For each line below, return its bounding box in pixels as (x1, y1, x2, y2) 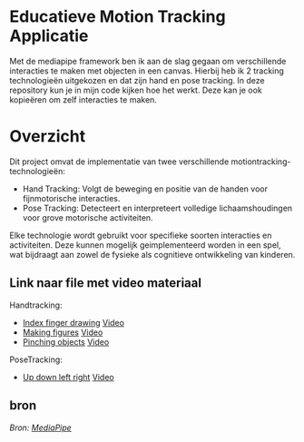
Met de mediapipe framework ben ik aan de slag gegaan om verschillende (9, 55, 287, 66)
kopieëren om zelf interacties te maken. (9, 93, 157, 105)
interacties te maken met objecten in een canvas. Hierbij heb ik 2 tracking (9, 65, 284, 76)
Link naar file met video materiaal (9, 275, 202, 291)
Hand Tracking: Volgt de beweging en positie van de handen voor (22, 183, 268, 194)
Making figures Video (22, 327, 103, 338)
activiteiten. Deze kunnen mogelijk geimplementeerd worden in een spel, (9, 239, 281, 250)
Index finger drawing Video (22, 317, 125, 328)
